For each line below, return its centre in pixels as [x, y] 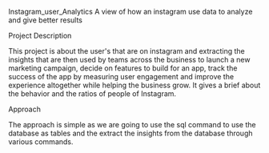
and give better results [45, 20]
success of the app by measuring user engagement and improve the [121, 76]
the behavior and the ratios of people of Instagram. [92, 94]
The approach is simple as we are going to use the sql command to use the [132, 125]
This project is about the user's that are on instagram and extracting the [127, 51]
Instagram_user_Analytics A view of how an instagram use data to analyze [130, 12]
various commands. [41, 142]
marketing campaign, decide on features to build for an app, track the [123, 68]
